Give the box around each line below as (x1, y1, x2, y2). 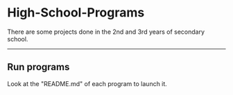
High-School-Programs (7, 5, 145, 21)
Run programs (7, 61, 70, 73)
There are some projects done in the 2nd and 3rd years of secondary (7, 28, 205, 36)
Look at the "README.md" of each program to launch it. (7, 79, 168, 87)
